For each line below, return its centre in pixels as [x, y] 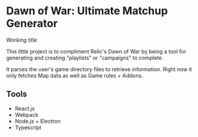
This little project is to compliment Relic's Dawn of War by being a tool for [96, 51]
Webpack [27, 114]
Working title [22, 40]
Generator [32, 23]
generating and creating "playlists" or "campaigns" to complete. [85, 58]
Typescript [28, 127]
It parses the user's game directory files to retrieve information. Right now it [99, 69]
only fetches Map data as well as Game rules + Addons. [75, 75]
